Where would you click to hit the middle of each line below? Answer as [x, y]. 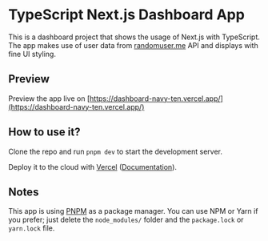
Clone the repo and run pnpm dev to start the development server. [115, 151]
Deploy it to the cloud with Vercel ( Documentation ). [93, 167]
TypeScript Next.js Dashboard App [127, 15]
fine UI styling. [32, 54]
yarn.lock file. [32, 228]
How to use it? [44, 133]
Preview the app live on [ [49, 98]
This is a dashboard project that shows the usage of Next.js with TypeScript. [134, 37]
